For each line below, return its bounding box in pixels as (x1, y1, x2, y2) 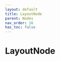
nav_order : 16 (5, 20, 34, 25)
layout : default (5, 7, 38, 12)
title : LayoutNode (5, 12, 42, 16)
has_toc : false (5, 25, 36, 30)
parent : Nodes (5, 16, 34, 21)
